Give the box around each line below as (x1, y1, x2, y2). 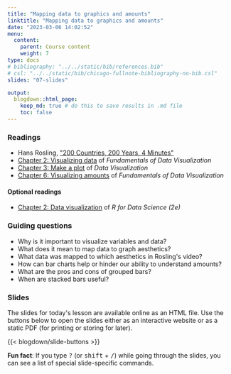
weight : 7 (20, 50, 50, 57)
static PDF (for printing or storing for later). (7, 324, 133, 332)
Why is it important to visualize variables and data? (17, 237, 167, 246)
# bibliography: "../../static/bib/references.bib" (7, 63, 163, 70)
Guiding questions (7, 221, 72, 231)
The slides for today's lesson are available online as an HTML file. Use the (7, 308, 224, 317)
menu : (7, 30, 23, 38)
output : (7, 89, 31, 97)
